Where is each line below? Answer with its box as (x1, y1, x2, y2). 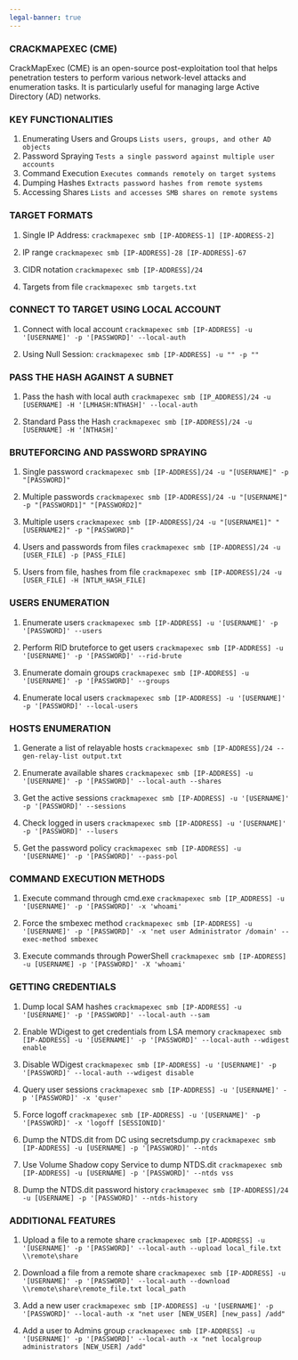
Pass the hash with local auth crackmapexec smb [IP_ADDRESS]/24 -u (21, 391, 271, 402)
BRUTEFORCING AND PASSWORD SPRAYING (9, 446, 207, 459)
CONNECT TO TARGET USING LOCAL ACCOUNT (9, 304, 221, 316)
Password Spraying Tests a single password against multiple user (21, 151, 276, 161)
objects (21, 143, 51, 152)
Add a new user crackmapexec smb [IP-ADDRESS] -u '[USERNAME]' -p (21, 1299, 274, 1310)
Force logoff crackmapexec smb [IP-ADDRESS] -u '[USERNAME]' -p (21, 1109, 261, 1120)
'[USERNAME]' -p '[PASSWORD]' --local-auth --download (21, 1276, 230, 1285)
